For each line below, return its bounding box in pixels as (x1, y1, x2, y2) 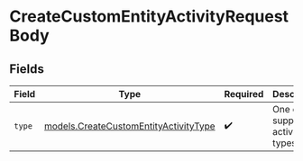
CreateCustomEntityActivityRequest (9, 6, 289, 27)
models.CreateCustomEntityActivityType (43, 120, 216, 132)
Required (224, 88, 264, 100)
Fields (9, 61, 45, 76)
